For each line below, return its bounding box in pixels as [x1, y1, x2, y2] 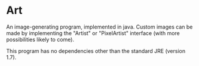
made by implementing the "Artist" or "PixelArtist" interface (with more [6, 29, 180, 36]
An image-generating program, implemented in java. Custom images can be [6, 23, 193, 30]
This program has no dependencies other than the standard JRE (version [6, 47, 186, 54]
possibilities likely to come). [6, 36, 75, 43]
